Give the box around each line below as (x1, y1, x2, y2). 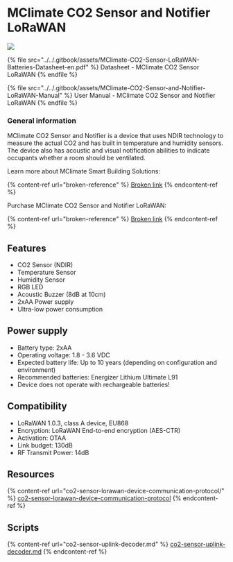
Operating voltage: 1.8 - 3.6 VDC (17, 350, 110, 359)
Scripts (7, 522, 40, 534)
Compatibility (7, 400, 67, 412)
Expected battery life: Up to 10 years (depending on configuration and (17, 358, 217, 366)
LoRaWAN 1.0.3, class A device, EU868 (17, 418, 129, 427)
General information (7, 116, 76, 126)
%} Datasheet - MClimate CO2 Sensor (89, 62, 200, 71)
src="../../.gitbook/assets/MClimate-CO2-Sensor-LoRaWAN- (27, 56, 200, 64)
